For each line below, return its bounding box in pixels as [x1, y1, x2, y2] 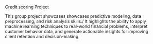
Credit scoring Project [5, 4, 49, 10]
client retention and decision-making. [5, 33, 80, 39]
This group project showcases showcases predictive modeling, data [5, 13, 142, 19]
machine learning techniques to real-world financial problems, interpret [5, 23, 148, 29]
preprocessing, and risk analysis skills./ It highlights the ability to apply [5, 19, 147, 24]
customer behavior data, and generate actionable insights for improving [5, 29, 149, 34]
